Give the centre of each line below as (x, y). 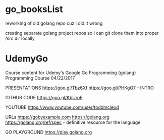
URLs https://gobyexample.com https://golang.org (58, 117)
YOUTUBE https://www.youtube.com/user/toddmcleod (62, 107)
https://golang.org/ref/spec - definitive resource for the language (73, 122)
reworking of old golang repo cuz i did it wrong (54, 23)
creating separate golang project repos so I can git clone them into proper (82, 33)
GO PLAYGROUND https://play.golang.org (49, 132)
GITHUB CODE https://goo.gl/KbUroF (44, 97)
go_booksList (34, 9)
